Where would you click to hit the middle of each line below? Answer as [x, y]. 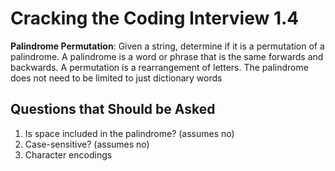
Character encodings [68, 154]
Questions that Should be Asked [113, 109]
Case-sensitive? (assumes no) [87, 144]
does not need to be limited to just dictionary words [116, 78]
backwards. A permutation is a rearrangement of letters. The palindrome [159, 67]
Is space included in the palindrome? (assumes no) [129, 133]
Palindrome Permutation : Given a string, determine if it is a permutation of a [167, 46]
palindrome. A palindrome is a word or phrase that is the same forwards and [167, 56]
